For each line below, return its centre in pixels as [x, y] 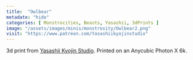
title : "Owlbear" [29, 12]
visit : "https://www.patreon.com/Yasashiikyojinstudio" [77, 34]
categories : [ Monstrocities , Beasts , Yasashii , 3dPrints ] [83, 23]
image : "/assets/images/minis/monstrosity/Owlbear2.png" [79, 28]
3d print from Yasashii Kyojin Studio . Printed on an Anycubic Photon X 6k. [96, 50]
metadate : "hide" [28, 17]
